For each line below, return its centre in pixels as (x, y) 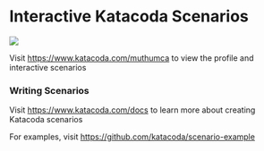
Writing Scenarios (49, 90)
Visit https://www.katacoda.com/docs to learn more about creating (132, 110)
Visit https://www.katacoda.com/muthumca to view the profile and (132, 58)
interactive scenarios (48, 67)
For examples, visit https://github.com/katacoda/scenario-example (132, 137)
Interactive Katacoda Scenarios (129, 17)
